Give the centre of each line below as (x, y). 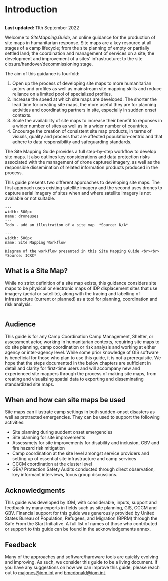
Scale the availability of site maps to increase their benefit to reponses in (87, 120)
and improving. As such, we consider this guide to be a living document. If (81, 562)
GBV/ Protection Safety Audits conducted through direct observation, (84, 469)
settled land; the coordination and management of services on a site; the (80, 53)
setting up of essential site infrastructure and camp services (74, 459)
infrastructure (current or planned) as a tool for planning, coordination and (81, 299)
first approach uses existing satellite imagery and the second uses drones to (84, 187)
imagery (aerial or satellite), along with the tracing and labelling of (73, 293)
